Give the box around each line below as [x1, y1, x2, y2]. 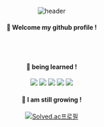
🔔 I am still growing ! [21, 96, 82, 104]
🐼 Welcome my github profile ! [6, 23, 97, 31]
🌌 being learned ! [25, 62, 78, 71]
